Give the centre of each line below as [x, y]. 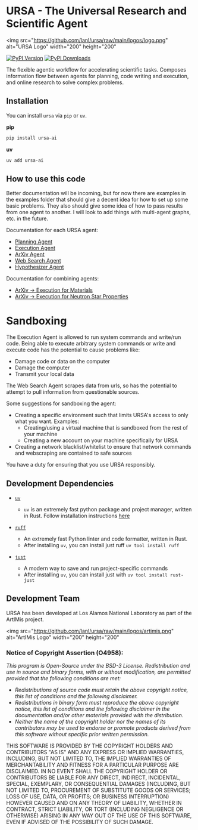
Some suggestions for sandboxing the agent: [61, 403]
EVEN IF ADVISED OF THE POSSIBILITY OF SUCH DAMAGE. [80, 822]
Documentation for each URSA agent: [52, 230]
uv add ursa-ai [25, 160]
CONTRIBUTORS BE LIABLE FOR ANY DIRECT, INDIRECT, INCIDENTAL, [94, 777]
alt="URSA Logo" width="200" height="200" [62, 47]
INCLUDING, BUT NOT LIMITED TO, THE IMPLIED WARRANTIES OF [89, 758]
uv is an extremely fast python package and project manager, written [108, 510]
